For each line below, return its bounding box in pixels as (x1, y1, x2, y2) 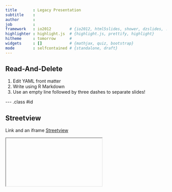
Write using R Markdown (12, 83, 65, 90)
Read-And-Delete (5, 65, 63, 73)
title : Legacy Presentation (5, 7, 81, 13)
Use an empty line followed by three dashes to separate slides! (12, 89, 146, 95)
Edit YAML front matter (12, 78, 61, 84)
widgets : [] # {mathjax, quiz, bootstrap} (5, 41, 134, 46)
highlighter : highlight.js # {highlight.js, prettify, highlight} (5, 31, 155, 36)
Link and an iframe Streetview (5, 127, 69, 134)
